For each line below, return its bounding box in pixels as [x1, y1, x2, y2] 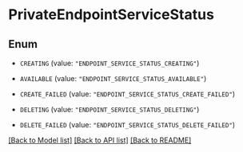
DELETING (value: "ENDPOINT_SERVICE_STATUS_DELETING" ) [19, 105, 200, 114]
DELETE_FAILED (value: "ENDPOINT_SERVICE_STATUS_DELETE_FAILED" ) [19, 120, 236, 129]
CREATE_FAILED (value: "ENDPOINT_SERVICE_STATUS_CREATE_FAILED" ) [19, 89, 236, 99]
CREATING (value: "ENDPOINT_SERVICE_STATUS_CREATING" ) [19, 58, 200, 68]
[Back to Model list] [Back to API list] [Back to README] [8, 135, 192, 145]
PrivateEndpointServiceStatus [8, 6, 214, 24]
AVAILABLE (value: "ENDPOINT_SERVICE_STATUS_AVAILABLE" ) [19, 74, 207, 83]
